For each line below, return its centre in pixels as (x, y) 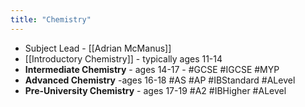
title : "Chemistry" (51, 19)
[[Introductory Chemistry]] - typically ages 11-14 (123, 58)
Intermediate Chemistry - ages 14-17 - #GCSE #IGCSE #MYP (152, 69)
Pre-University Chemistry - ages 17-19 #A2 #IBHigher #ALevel (155, 90)
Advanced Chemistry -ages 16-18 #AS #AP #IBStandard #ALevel (160, 80)
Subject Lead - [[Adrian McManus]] (98, 48)
